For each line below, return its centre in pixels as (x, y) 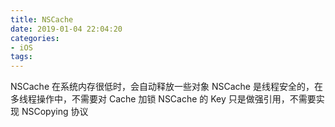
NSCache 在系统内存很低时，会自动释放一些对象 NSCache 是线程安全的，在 (166, 87)
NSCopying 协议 (55, 112)
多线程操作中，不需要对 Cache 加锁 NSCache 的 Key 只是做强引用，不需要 (163, 99)
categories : (35, 38)
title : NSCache (42, 19)
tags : (21, 57)
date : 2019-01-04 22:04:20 (66, 29)
